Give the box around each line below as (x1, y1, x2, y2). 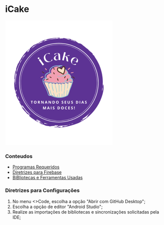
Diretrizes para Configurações (5, 187, 80, 194)
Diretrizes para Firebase (12, 169, 62, 175)
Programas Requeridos (12, 164, 60, 170)
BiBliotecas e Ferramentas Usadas (12, 175, 83, 181)
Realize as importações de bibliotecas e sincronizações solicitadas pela (12, 209, 160, 215)
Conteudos (5, 152, 33, 159)
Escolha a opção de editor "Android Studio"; (12, 204, 103, 210)
